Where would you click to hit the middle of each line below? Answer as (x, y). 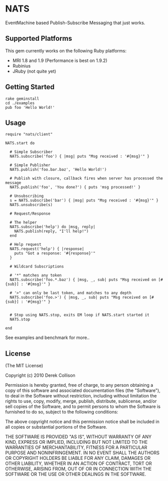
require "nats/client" (29, 134)
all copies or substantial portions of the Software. (56, 427)
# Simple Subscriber (31, 152)
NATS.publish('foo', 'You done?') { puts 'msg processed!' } (75, 187)
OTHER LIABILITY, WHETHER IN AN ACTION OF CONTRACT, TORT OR (78, 463)
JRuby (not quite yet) (34, 71)
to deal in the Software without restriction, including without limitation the (81, 396)
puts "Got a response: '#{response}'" (55, 253)
